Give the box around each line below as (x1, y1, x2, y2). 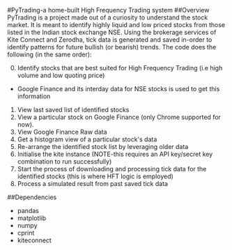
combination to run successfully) (17, 157, 112, 166)
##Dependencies (7, 193, 57, 201)
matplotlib (17, 214, 47, 222)
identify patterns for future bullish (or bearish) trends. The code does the (7, 43, 217, 51)
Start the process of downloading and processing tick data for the (17, 165, 207, 173)
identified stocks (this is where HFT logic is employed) (17, 172, 174, 180)
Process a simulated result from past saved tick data (17, 180, 169, 187)
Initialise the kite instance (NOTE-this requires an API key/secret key (17, 150, 213, 158)
